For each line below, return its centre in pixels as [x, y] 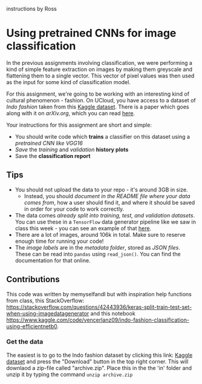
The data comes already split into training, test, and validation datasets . [105, 215]
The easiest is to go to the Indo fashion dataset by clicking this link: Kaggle [99, 355]
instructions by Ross [32, 9]
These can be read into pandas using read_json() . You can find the [98, 254]
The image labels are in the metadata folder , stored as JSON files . [97, 247]
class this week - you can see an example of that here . [83, 228]
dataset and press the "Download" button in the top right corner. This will [97, 361]
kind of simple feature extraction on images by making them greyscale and [99, 69]
